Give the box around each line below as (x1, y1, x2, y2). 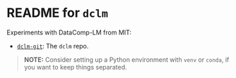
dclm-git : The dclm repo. (16, 41, 89, 50)
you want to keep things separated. (23, 63, 127, 71)
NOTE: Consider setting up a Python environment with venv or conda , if (23, 55, 230, 64)
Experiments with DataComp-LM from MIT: (6, 28, 132, 37)
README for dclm (6, 5, 109, 21)
